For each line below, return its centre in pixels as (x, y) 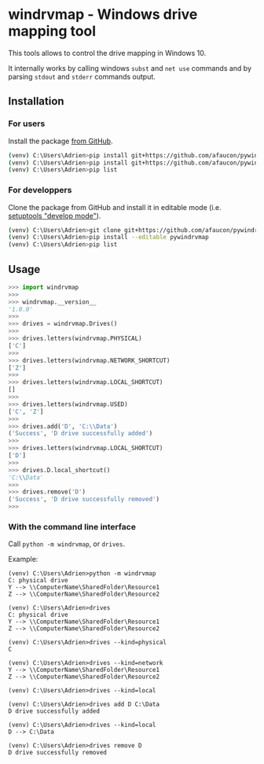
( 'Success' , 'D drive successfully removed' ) (84, 500)
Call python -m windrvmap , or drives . (67, 544)
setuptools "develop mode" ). (55, 216)
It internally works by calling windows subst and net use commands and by (130, 68)
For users (27, 124)
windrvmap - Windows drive (103, 15)
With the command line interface (72, 527)
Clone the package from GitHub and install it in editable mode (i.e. (115, 207)
